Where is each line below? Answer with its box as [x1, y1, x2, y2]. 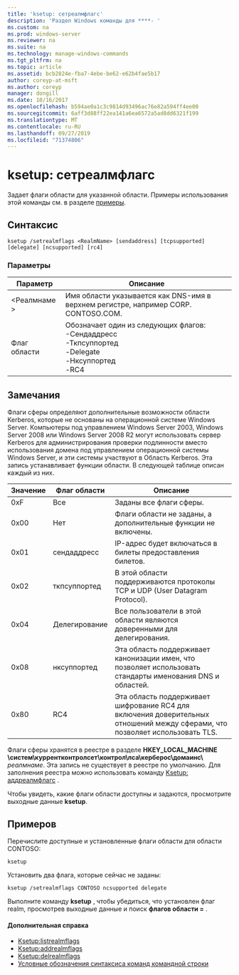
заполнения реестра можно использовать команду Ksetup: [7, 768, 188, 777]
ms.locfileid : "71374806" [7, 136, 84, 143]
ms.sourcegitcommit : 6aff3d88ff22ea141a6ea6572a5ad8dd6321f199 [7, 110, 199, 117]
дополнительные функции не [115, 518, 216, 528]
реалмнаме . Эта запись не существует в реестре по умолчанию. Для [7, 760, 221, 770]
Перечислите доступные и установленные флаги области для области [7, 837, 222, 845]
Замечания [7, 389, 60, 401]
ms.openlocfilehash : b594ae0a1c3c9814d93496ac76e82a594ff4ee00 [7, 103, 199, 110]
